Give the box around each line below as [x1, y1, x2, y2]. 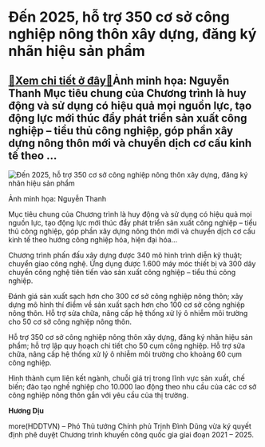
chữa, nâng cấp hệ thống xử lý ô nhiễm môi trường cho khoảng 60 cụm [8, 349, 242, 359]
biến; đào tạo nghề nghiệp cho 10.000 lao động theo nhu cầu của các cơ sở [8, 382, 257, 391]
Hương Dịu [8, 406, 44, 415]
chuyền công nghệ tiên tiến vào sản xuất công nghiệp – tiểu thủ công [8, 268, 236, 277]
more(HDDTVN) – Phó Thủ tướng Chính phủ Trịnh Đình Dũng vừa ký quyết [8, 421, 251, 431]
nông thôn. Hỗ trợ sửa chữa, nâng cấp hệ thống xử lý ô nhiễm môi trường [8, 309, 248, 317]
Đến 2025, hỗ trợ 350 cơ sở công [8, 8, 230, 26]
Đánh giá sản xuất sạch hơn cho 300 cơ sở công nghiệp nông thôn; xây [8, 292, 243, 301]
